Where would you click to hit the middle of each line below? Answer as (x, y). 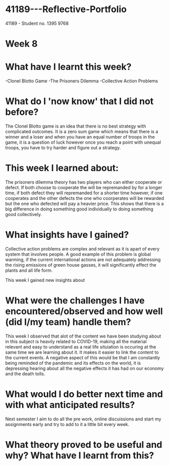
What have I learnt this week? (68, 67)
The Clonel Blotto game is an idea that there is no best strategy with (76, 126)
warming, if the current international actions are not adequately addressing (83, 260)
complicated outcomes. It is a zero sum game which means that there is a (82, 132)
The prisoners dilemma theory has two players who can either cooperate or (84, 182)
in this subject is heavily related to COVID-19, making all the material (76, 341)
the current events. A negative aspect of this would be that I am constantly (83, 357)
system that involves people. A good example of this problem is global (78, 254)
